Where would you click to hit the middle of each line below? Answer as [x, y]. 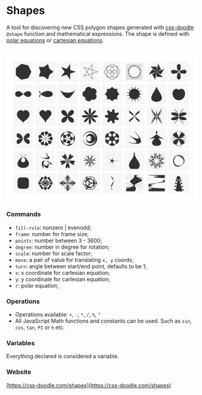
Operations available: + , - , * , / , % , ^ [58, 314]
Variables [21, 343]
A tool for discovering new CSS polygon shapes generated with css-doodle [100, 27]
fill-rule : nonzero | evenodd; [53, 228]
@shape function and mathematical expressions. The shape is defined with [98, 33]
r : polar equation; [37, 285]
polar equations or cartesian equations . [55, 40]
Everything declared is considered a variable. [63, 356]
